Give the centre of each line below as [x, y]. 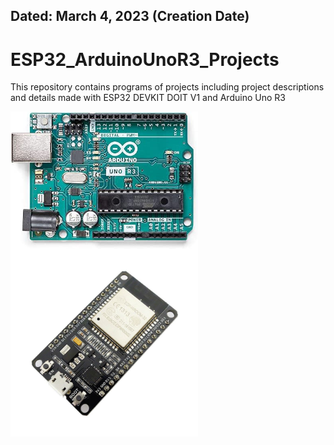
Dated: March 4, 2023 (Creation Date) [130, 16]
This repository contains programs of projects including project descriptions [167, 87]
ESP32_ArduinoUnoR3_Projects [145, 59]
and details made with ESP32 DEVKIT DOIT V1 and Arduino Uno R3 [148, 98]
